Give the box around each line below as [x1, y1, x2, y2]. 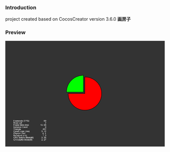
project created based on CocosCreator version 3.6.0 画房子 [5, 16, 131, 22]
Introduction [5, 4, 36, 11]
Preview [5, 29, 26, 36]
